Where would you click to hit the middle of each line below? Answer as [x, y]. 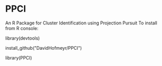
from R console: [22, 28]
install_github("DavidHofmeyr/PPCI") [44, 48]
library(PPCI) [19, 58]
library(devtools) [23, 38]
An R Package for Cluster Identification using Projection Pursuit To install [81, 23]
